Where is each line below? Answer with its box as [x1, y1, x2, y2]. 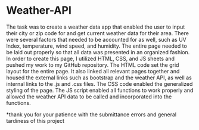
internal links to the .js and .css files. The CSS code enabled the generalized [6, 80, 193, 87]
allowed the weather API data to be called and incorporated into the [6, 93, 172, 100]
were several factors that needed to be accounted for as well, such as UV [6, 36, 186, 43]
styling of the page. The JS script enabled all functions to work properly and [6, 86, 194, 94]
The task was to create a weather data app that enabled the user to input [6, 23, 185, 30]
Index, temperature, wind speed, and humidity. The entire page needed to [6, 42, 188, 49]
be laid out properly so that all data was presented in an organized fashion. [6, 48, 190, 55]
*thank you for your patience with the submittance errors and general [6, 111, 177, 118]
